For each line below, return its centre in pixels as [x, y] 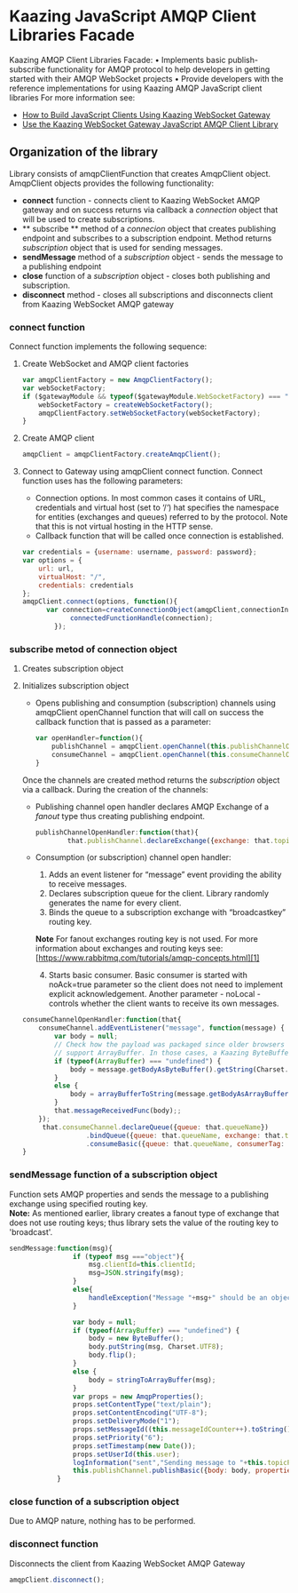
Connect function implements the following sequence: [108, 346]
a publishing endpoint [62, 266]
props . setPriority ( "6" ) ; [118, 1438]
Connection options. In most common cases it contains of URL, [150, 498]
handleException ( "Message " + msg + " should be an [178, 1298]
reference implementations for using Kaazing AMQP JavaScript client [136, 88]
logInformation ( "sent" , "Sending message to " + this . [170, 1462]
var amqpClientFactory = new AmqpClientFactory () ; [118, 380]
